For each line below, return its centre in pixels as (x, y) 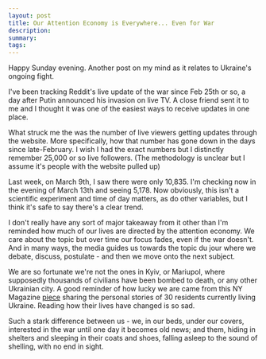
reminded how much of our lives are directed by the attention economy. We (132, 231)
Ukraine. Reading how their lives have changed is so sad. (102, 306)
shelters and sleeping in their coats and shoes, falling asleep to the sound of (133, 338)
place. (19, 117)
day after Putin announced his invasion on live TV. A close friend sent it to (129, 100)
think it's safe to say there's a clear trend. (76, 207)
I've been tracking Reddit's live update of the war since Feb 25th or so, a (127, 92)
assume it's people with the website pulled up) (84, 166)
